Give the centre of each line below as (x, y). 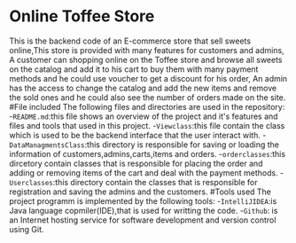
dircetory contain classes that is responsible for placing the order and (136, 163)
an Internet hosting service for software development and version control (143, 220)
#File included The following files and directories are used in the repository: (147, 106)
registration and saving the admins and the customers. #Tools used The (140, 192)
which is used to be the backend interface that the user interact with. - (138, 135)
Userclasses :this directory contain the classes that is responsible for (133, 182)
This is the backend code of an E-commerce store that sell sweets (130, 41)
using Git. (27, 229)
